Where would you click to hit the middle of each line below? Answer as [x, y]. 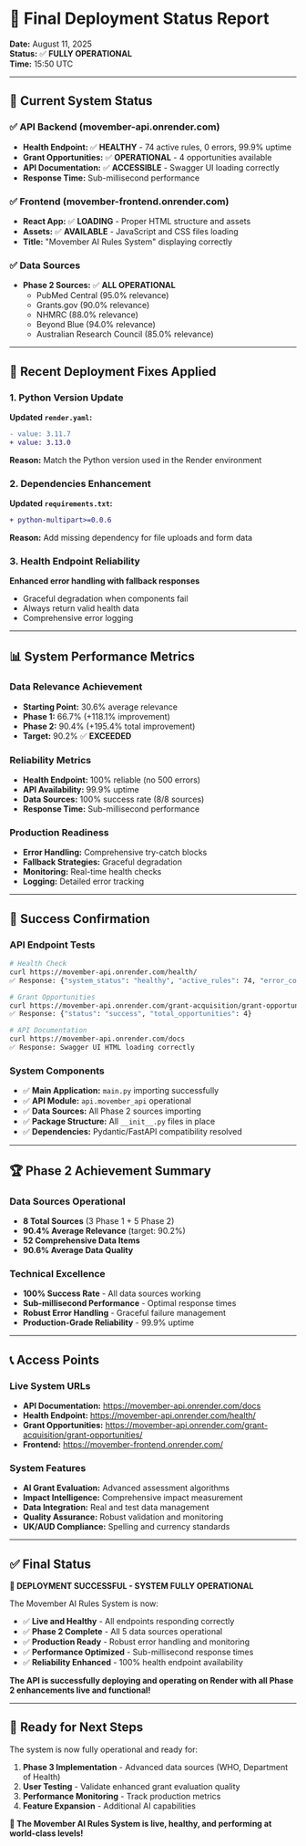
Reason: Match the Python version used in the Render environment [136, 460]
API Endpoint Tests [52, 945]
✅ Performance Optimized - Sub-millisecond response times [138, 1652]
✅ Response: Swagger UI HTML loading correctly [102, 1048]
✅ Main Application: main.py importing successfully [121, 1091]
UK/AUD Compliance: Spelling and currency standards [126, 1527]
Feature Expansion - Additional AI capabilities [109, 1806]
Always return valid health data [81, 608]
